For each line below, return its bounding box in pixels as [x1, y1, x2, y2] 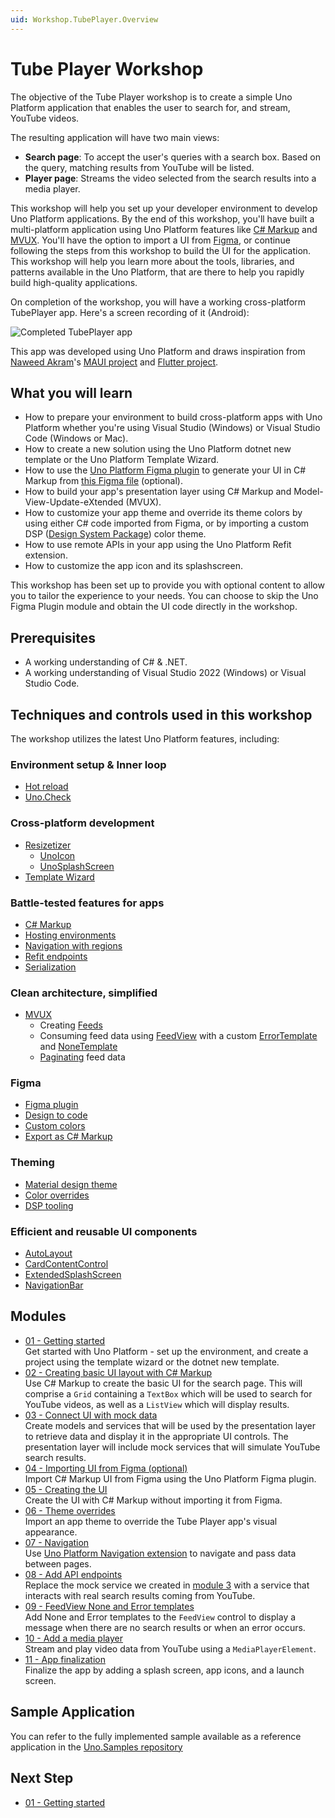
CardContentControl [24, 1258, 109, 1270]
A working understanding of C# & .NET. [24, 656, 188, 668]
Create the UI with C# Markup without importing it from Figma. [24, 1494, 283, 1506]
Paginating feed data [39, 1051, 126, 1063]
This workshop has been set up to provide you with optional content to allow [10, 579, 325, 591]
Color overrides [24, 1189, 90, 1201]
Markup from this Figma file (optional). [24, 475, 183, 487]
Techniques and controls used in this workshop [10, 706, 313, 723]
